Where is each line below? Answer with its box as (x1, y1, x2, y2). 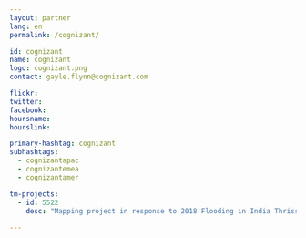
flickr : (9, 88, 39, 98)
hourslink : (9, 122, 51, 132)
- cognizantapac (17, 156, 79, 165)
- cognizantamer (17, 172, 79, 182)
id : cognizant (9, 47, 64, 56)
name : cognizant (9, 56, 71, 65)
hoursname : (9, 114, 51, 123)
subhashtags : (9, 148, 59, 157)
